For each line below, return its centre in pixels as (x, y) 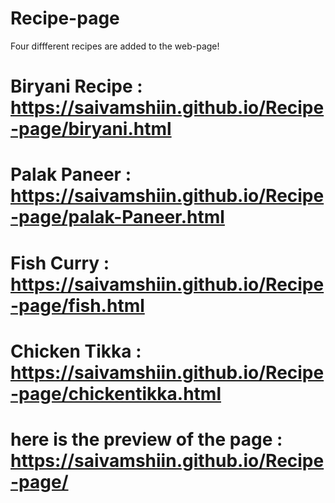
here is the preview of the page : (146, 439)
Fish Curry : (60, 263)
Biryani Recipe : (76, 86)
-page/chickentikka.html (116, 393)
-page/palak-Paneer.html (117, 217)
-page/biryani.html (91, 129)
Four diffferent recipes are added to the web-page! (115, 46)
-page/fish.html (77, 305)
